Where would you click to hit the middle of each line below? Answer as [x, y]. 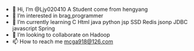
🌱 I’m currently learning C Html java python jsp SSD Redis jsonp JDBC [100, 22]
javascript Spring [33, 28]
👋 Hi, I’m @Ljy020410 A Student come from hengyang [80, 9]
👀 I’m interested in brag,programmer [58, 16]
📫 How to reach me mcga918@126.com [63, 41]
